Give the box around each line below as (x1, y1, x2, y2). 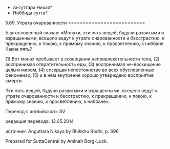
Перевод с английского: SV (5, 109, 66, 114)
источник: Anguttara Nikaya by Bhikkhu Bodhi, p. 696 (5, 128, 119, 134)
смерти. (5, 78, 23, 83)
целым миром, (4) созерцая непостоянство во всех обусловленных (5, 67, 155, 73)
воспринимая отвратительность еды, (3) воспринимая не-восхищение (5, 61, 161, 67)
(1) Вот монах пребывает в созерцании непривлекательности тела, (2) (5, 56, 160, 62)
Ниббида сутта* (12, 10, 48, 16)
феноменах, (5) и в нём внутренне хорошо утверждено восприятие (5, 72, 154, 78)
